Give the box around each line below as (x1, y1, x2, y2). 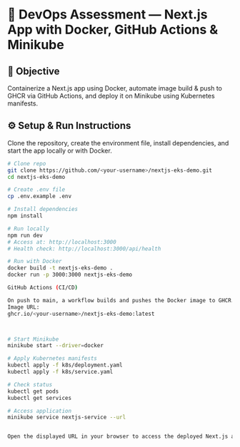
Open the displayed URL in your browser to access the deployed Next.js (7, 433, 229, 441)
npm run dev (7, 232, 43, 239)
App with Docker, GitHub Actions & (7, 21, 219, 38)
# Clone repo (7, 160, 46, 167)
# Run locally (7, 225, 50, 232)
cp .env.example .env (7, 192, 72, 200)
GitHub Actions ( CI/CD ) (7, 284, 79, 292)
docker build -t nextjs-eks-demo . (7, 264, 114, 272)
